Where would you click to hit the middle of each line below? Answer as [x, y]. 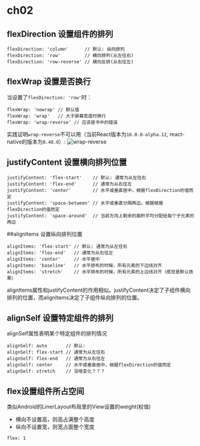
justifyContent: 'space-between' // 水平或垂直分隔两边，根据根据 [85, 203]
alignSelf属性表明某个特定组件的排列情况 [57, 334]
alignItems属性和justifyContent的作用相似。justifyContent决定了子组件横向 [99, 290]
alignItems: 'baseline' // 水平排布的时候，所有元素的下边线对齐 [84, 265]
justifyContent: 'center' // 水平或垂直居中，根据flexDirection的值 [98, 190]
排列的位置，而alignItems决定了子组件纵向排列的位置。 [75, 297]
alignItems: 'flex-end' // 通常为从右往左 [60, 253]
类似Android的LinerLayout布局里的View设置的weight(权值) [79, 407]
